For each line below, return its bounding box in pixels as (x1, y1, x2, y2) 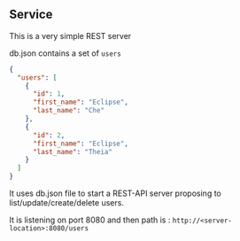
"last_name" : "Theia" (32, 147, 113, 156)
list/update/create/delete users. (9, 198, 124, 208)
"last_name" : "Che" (32, 106, 105, 115)
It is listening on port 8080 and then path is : (9, 214, 171, 225)
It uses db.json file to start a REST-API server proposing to (9, 188, 221, 198)
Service (9, 7, 53, 22)
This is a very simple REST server (9, 30, 132, 41)
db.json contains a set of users (9, 48, 121, 58)
